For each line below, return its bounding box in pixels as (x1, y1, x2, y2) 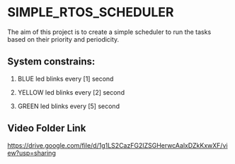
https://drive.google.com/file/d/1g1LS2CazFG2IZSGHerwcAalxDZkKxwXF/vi (7, 141, 228, 149)
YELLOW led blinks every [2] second (17, 88, 125, 96)
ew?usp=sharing (7, 148, 57, 157)
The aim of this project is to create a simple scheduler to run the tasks (7, 28, 212, 36)
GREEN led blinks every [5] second (17, 102, 120, 110)
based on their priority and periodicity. (7, 35, 120, 43)
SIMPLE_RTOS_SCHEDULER (7, 4, 174, 20)
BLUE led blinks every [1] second (17, 74, 114, 83)
